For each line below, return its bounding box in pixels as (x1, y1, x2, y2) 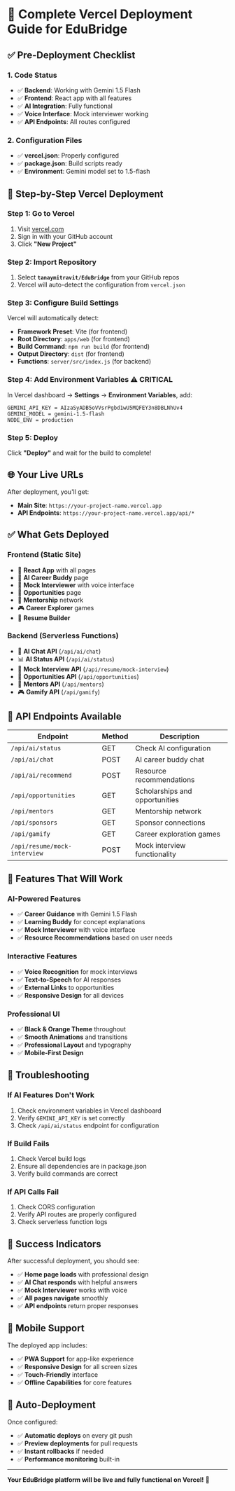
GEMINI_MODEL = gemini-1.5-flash (7, 410, 105, 418)
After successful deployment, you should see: (7, 1257, 140, 1265)
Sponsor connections (135, 818, 206, 827)
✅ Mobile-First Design (17, 1048, 84, 1057)
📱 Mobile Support (7, 1322, 85, 1334)
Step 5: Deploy (7, 432, 58, 442)
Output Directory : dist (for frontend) (17, 350, 124, 358)
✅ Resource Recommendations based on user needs (17, 933, 173, 942)
